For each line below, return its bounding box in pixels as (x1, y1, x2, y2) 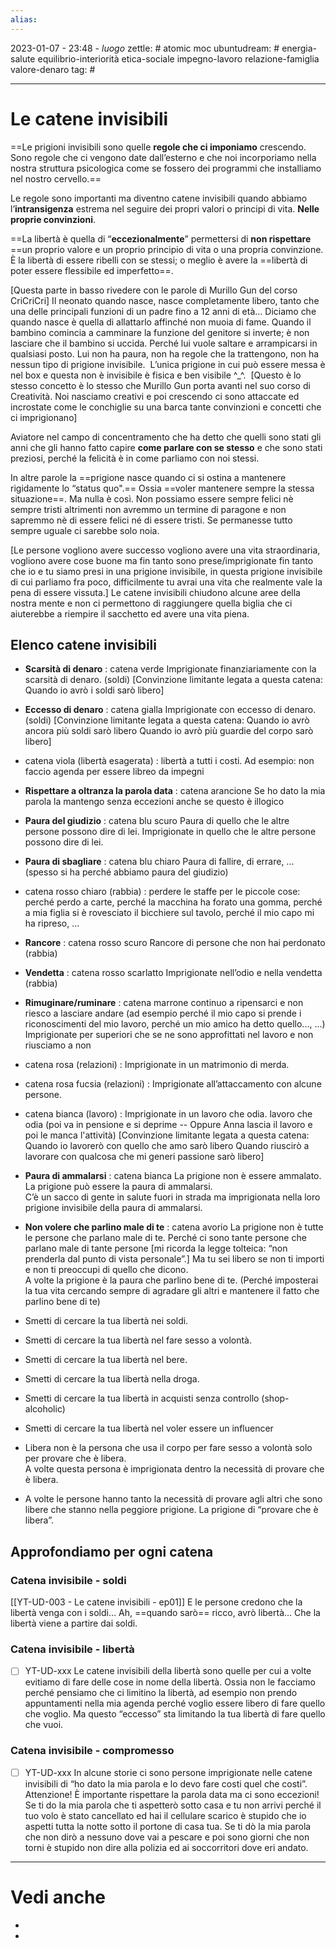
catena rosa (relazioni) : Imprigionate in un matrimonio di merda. (24, 1059, 290, 1071)
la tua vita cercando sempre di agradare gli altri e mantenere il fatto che (24, 1285, 320, 1297)
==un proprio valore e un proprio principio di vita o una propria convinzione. (10, 243, 324, 255)
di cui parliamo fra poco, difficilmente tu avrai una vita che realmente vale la (10, 576, 323, 588)
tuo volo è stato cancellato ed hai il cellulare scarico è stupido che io (24, 1809, 307, 1821)
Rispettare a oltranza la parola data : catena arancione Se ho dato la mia (24, 785, 326, 797)
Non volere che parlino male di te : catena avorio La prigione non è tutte (24, 1221, 324, 1233)
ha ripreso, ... (24, 917, 80, 930)
